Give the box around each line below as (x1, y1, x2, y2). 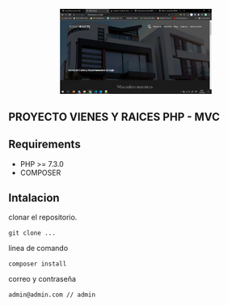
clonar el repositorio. (8, 212, 78, 223)
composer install (8, 260, 67, 268)
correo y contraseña (8, 274, 77, 284)
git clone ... (8, 229, 57, 237)
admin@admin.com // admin (8, 291, 95, 300)
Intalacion (8, 191, 60, 205)
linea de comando (8, 244, 69, 253)
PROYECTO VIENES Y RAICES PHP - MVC (8, 110, 220, 124)
